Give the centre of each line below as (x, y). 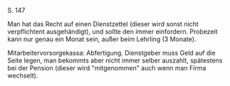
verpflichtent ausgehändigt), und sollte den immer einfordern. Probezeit (113, 32)
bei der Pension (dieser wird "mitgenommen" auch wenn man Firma (107, 68)
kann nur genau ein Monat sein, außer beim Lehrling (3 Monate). (102, 39)
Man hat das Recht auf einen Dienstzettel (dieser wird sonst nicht (103, 24)
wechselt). (23, 75)
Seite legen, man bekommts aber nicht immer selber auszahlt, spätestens (115, 60)
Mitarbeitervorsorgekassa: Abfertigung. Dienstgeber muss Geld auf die (111, 53)
